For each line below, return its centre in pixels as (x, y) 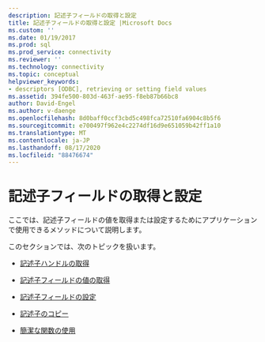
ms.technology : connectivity (56, 67)
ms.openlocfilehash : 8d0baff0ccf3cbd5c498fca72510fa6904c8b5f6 (115, 118)
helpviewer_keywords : (44, 81)
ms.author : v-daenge (42, 111)
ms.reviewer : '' (35, 60)
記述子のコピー (44, 314)
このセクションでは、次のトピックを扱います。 (84, 246)
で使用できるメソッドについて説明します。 (77, 230)
